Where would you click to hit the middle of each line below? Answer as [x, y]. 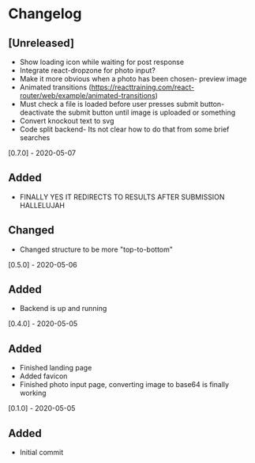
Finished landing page [56, 368]
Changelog [45, 14]
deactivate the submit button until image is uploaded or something [127, 112]
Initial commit [41, 453]
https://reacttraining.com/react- [143, 87]
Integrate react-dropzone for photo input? [87, 70]
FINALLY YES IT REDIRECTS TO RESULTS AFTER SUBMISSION [122, 197]
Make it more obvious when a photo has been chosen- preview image [133, 79]
